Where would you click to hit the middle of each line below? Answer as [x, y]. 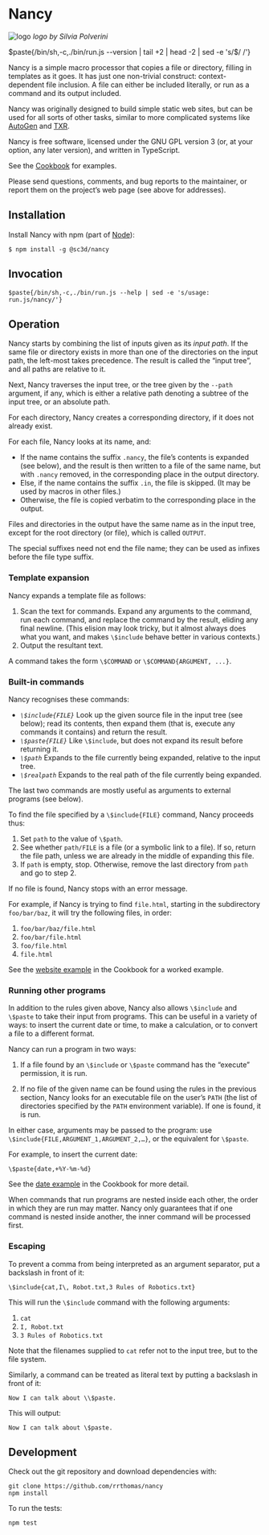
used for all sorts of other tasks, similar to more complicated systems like [129, 117]
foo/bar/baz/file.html [58, 929]
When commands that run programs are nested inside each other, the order [133, 1200]
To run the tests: [35, 1508]
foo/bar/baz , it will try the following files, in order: [90, 912]
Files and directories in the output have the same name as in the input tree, [132, 524]
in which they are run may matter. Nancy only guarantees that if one [120, 1208]
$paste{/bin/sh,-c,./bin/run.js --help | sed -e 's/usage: [109, 292]
